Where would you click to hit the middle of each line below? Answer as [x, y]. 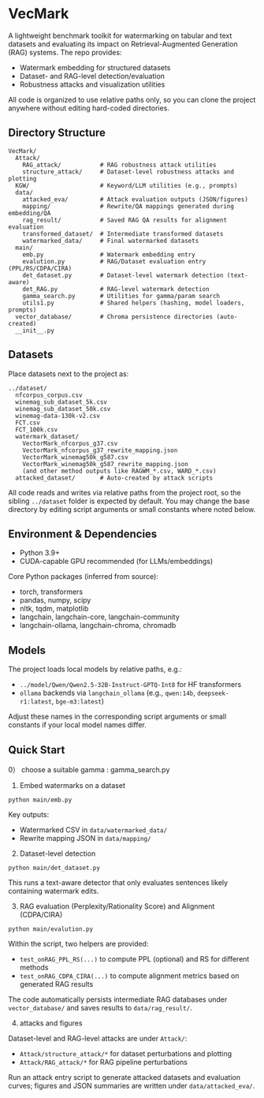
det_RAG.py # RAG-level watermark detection [116, 289]
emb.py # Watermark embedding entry [109, 254]
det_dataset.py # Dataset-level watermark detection [123, 275]
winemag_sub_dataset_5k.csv [61, 402]
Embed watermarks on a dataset [73, 785]
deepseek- [213, 694]
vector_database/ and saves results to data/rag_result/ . [100, 1008]
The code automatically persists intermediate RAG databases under [118, 999]
